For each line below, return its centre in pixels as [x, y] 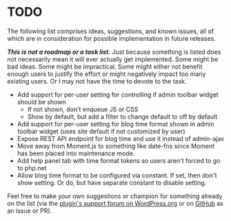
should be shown [42, 102]
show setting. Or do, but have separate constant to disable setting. [112, 182]
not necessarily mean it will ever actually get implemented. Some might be [113, 59]
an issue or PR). [30, 211]
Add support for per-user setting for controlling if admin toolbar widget [118, 95]
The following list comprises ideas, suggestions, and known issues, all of [111, 31]
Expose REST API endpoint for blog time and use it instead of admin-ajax [121, 138]
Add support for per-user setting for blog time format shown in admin [116, 124]
